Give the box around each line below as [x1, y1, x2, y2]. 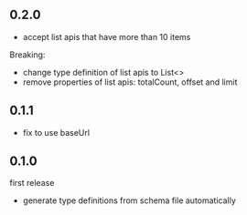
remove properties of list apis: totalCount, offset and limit [22, 77, 238, 87]
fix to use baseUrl [22, 127, 90, 138]
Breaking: [9, 49, 46, 60]
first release [9, 178, 55, 189]
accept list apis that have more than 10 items [22, 31, 191, 42]
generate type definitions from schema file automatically [22, 195, 236, 206]
